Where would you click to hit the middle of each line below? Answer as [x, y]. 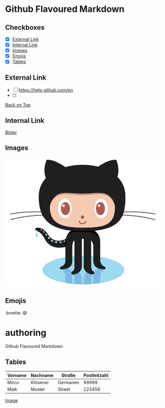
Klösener [40, 382]
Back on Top [18, 105]
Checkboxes [25, 27]
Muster [38, 389]
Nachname [42, 375]
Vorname [17, 375]
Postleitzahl [96, 375]
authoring [26, 332]
